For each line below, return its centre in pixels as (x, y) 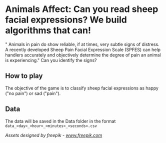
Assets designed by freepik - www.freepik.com (54, 135)
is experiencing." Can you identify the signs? (51, 60)
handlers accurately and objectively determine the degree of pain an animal (83, 55)
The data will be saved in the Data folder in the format (60, 121)
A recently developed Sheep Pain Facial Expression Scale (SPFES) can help (83, 49)
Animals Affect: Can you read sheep (82, 9)
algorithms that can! (48, 30)
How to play (24, 76)
